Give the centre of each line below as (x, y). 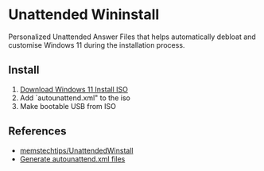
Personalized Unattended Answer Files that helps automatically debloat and (132, 37)
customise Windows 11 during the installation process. (97, 45)
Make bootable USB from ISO (68, 106)
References (37, 132)
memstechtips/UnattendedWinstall (76, 150)
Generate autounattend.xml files (72, 159)
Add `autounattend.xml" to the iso (75, 98)
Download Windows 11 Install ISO (74, 89)
